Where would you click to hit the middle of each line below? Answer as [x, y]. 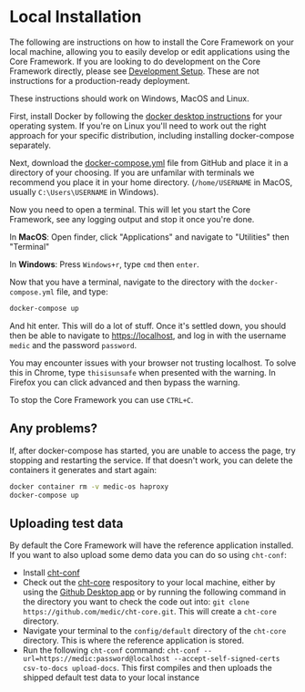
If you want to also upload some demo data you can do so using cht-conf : [148, 555]
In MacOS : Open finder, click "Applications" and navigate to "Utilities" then [149, 237]
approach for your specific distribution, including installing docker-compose [152, 135]
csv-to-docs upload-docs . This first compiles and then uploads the [147, 668]
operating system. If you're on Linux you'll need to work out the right [138, 126]
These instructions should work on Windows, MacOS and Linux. [129, 98]
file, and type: [82, 291]
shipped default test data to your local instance [111, 677]
